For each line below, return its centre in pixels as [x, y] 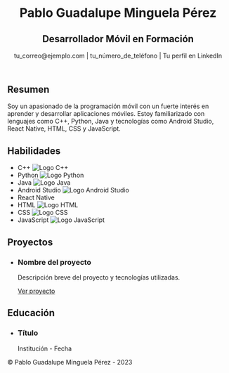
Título [28, 333]
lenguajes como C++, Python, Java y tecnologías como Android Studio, [111, 122]
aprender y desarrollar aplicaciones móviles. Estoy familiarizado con [106, 114]
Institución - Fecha [45, 348]
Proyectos [30, 242]
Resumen [28, 90]
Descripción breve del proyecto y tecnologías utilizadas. [99, 277]
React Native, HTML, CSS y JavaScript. [64, 129]
